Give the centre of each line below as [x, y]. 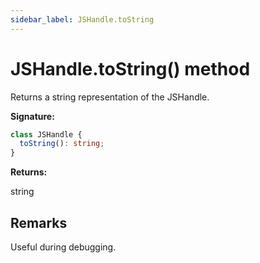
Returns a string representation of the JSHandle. [110, 97]
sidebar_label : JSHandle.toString [82, 19]
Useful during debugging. [63, 247]
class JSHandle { [46, 134]
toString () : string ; [62, 144]
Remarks [39, 222]
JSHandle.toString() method [130, 68]
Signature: [32, 116]
